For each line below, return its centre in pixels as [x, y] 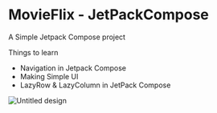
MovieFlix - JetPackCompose [108, 15]
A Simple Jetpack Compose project [67, 37]
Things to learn [33, 52]
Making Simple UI [49, 76]
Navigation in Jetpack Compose [73, 68]
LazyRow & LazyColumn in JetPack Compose [95, 85]
